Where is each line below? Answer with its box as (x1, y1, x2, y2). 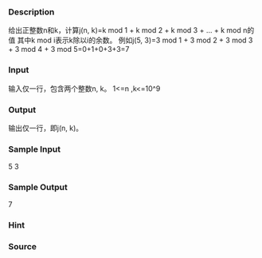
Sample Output (8, 182, 68, 193)
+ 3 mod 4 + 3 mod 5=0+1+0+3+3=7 (8, 45, 130, 54)
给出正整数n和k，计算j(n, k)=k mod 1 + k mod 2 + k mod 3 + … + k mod (8, 26, 241, 35)
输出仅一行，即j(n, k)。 (8, 123, 84, 133)
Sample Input (8, 143, 61, 154)
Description (8, 6, 55, 18)
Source (8, 241, 37, 252)
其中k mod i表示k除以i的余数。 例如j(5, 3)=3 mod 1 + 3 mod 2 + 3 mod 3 (17, 35, 253, 46)
